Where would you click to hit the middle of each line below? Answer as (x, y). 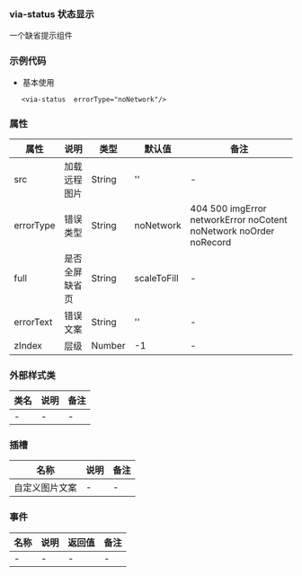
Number (108, 345)
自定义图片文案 (46, 488)
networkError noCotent (239, 219)
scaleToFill (156, 278)
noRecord (211, 242)
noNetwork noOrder (232, 231)
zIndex (28, 345)
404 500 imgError (228, 208)
